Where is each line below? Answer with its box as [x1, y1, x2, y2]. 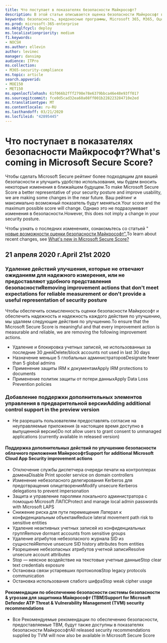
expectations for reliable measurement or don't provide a [5, 291, 146, 297]
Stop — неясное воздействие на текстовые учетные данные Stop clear [12, 557, 162, 563]
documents [12, 370, 36, 377]
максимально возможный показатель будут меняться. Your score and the [5, 200, 161, 206]
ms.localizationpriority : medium [5, 30, 75, 35]
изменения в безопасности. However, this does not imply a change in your [5, 210, 159, 216]
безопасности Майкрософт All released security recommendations [12, 627, 151, 633]
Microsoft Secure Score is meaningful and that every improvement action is [5, 324, 160, 330]
